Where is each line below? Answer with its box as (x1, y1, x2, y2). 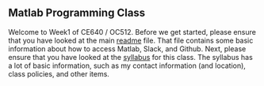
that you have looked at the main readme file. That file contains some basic (8, 36, 254, 45)
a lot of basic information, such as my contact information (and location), (8, 61, 246, 70)
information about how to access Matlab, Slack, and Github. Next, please (8, 43, 247, 54)
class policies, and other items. (8, 69, 109, 78)
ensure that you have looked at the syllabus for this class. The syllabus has (8, 52, 254, 62)
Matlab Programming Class (8, 6, 146, 20)
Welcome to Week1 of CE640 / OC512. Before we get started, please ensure (8, 27, 256, 36)
